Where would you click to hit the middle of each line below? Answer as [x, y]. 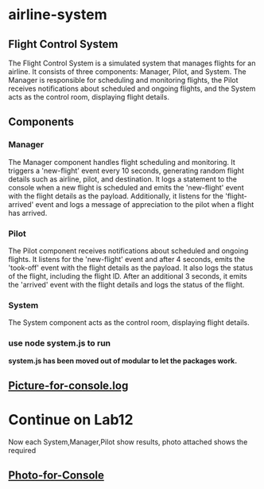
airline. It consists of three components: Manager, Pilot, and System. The [127, 72]
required [22, 450]
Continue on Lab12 [71, 420]
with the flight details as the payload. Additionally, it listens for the [116, 196]
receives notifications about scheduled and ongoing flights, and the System [132, 88]
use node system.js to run [60, 343]
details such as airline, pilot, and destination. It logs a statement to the [122, 179]
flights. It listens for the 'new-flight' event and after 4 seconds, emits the [126, 259]
